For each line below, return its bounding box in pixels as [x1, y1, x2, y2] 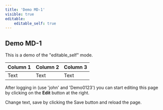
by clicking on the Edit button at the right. [5, 90, 90, 96]
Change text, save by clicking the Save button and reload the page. [5, 99, 142, 106]
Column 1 [7, 64, 31, 71]
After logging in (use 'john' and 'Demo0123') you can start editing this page [5, 84, 159, 91]
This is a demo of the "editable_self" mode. [5, 52, 93, 58]
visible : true [5, 12, 35, 17]
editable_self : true [14, 21, 56, 26]
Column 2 [36, 64, 59, 71]
